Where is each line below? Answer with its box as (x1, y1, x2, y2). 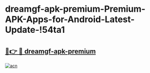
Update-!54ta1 (5, 24, 65, 35)
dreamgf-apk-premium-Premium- (5, 3, 146, 15)
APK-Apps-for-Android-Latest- (5, 14, 135, 25)
